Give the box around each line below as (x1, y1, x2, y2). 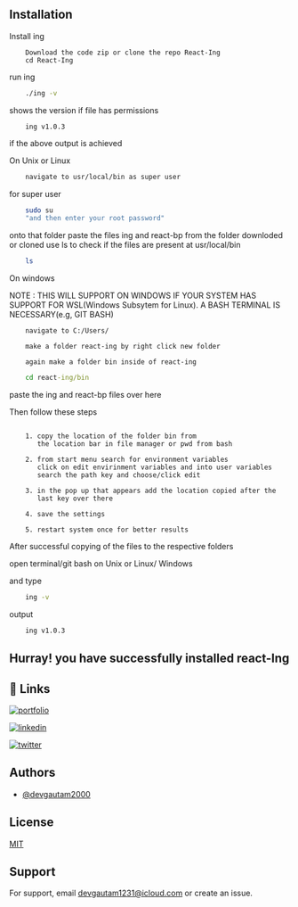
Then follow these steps (9, 407, 98, 417)
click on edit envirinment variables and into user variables (36, 463, 273, 472)
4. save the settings (25, 510, 105, 519)
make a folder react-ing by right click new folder (25, 342, 221, 351)
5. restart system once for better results (25, 525, 189, 534)
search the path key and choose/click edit (36, 471, 201, 480)
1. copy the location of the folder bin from (25, 432, 197, 441)
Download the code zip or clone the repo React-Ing (25, 48, 221, 57)
